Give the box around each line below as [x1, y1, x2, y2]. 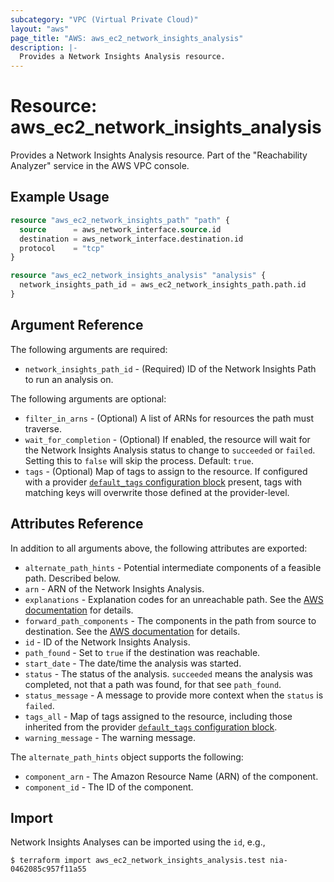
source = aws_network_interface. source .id [19, 224, 222, 235]
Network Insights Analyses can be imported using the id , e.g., [10, 836, 266, 848]
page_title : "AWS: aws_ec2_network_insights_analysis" [10, 33, 244, 43]
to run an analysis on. [24, 373, 114, 385]
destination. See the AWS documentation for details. [24, 625, 241, 637]
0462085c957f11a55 [10, 864, 87, 875]
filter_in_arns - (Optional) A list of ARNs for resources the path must [24, 412, 315, 424]
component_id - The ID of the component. [24, 781, 194, 793]
